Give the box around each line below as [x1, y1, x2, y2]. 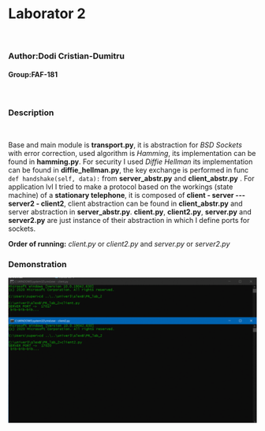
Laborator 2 [8, 5, 87, 23]
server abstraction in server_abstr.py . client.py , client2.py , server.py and [8, 207, 252, 217]
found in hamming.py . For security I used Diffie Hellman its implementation [8, 157, 253, 166]
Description [8, 107, 54, 118]
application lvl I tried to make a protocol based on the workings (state [8, 182, 233, 191]
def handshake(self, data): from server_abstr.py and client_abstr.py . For [8, 174, 255, 184]
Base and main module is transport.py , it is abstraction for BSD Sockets [8, 140, 243, 150]
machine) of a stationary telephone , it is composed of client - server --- [8, 191, 246, 200]
